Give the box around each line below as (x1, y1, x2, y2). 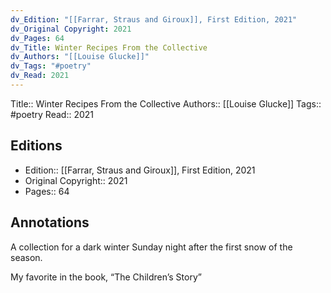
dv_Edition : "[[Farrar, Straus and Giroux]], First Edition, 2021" (10, 14, 298, 25)
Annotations (10, 214, 90, 231)
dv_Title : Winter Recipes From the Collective (10, 42, 208, 53)
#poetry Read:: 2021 (10, 108, 95, 120)
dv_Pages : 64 (10, 33, 65, 43)
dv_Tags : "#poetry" (10, 61, 92, 71)
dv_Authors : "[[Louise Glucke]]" (10, 52, 150, 62)
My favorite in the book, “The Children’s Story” (10, 271, 202, 283)
